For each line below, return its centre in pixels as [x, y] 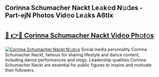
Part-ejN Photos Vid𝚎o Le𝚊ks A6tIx [59, 16]
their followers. [20, 70]
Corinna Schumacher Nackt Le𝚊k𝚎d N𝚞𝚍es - [74, 8]
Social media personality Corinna [114, 49]
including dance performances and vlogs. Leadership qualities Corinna [76, 60]
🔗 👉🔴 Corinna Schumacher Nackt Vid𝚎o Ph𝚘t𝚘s [79, 35]
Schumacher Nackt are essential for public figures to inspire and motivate [78, 65]
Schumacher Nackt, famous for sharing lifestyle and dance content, [72, 55]
